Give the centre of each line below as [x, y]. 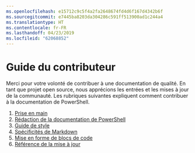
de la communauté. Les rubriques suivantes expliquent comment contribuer [97, 95]
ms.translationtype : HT [35, 22]
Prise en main [31, 113]
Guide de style [32, 125]
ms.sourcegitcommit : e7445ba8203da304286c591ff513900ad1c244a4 [85, 17]
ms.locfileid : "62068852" [37, 38]
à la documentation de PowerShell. [48, 102]
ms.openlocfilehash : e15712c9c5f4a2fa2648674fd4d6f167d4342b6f [85, 11]
